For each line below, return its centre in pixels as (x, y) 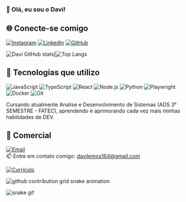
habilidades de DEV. (30, 117)
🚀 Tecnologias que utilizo (53, 73)
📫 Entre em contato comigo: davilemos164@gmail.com (73, 156)
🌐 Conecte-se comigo (47, 29)
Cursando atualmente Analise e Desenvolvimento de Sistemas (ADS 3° (92, 104)
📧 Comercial (29, 135)
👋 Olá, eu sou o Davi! (36, 9)
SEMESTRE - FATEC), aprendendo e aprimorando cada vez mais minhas (93, 111)
